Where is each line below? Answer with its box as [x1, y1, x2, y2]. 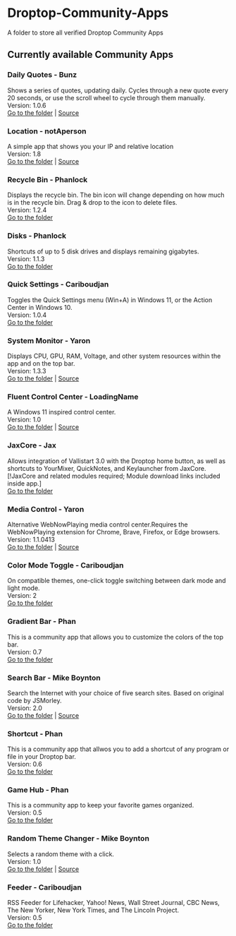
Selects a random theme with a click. [7, 849, 115, 858]
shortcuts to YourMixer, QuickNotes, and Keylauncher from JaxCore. [7, 464, 206, 472]
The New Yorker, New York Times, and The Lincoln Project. [7, 906, 180, 915]
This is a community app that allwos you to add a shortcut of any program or [7, 745, 230, 753]
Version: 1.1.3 [7, 254, 45, 263]
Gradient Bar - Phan [7, 616, 76, 626]
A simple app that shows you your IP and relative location [7, 142, 174, 150]
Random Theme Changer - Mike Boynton [7, 834, 150, 844]
